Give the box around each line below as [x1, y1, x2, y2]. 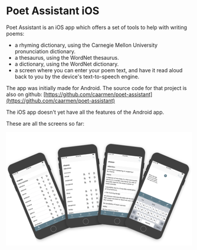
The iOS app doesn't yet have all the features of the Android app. [6, 108, 164, 116]
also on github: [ [6, 91, 46, 98]
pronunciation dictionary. [14, 47, 75, 55]
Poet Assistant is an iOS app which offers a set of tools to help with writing [6, 24, 188, 31]
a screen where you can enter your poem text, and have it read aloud [14, 66, 183, 73]
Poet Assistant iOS [6, 4, 100, 18]
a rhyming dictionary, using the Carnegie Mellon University [14, 41, 158, 49]
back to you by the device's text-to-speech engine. [14, 73, 140, 80]
